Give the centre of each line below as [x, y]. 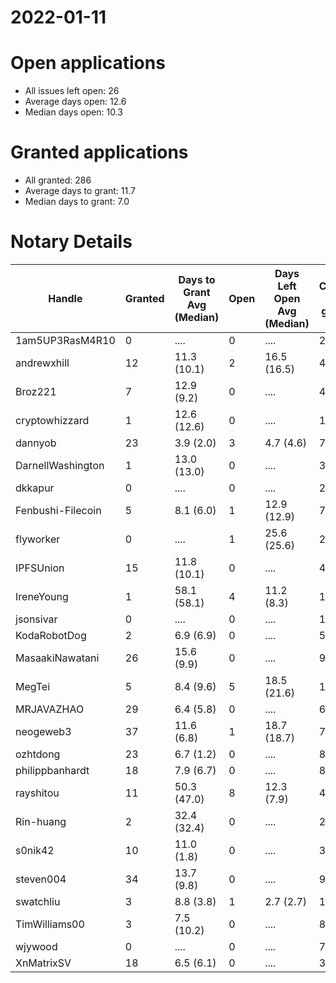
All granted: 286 [58, 180]
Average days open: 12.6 [75, 102]
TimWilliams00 [50, 924]
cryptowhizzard [52, 420]
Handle [65, 298]
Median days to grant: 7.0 [77, 202]
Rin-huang [41, 821]
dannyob [36, 443]
